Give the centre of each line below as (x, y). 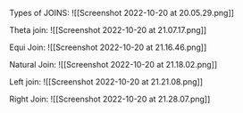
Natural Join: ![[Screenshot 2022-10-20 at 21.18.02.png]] (113, 65)
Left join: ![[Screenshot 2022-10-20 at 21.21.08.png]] (106, 82)
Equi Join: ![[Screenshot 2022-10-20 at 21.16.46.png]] (108, 47)
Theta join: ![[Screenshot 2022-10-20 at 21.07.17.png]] (108, 30)
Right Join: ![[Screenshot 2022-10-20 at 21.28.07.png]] (110, 99)
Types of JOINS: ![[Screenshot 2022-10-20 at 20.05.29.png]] (122, 13)
